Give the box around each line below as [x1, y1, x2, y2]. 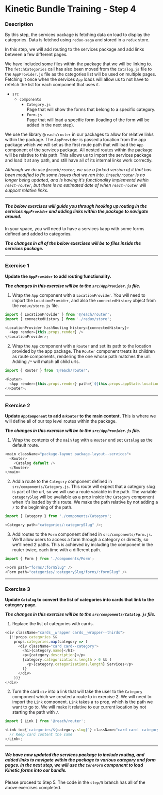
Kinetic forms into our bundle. [5, 767, 67, 773]
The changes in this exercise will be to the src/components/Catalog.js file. [5, 611, 156, 617]
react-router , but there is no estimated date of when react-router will [5, 182, 147, 188]
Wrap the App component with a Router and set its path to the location [12, 343, 151, 349]
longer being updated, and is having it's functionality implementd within [5, 177, 149, 183]
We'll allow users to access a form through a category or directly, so [12, 537, 149, 542]
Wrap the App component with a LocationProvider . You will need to [12, 292, 146, 298]
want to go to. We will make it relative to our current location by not [12, 704, 147, 710]
